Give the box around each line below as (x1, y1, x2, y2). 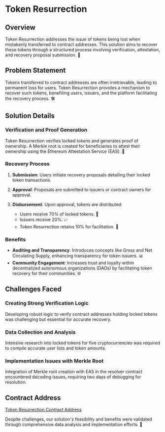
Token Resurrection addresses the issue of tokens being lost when (5, 36, 140, 42)
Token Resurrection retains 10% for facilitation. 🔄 (19, 223, 119, 229)
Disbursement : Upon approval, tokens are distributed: (12, 201, 123, 207)
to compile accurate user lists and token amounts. (5, 345, 106, 351)
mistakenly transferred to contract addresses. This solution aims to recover (5, 42, 158, 47)
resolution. (5, 379, 27, 385)
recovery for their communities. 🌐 (12, 270, 81, 276)
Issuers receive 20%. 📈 (19, 216, 68, 222)
